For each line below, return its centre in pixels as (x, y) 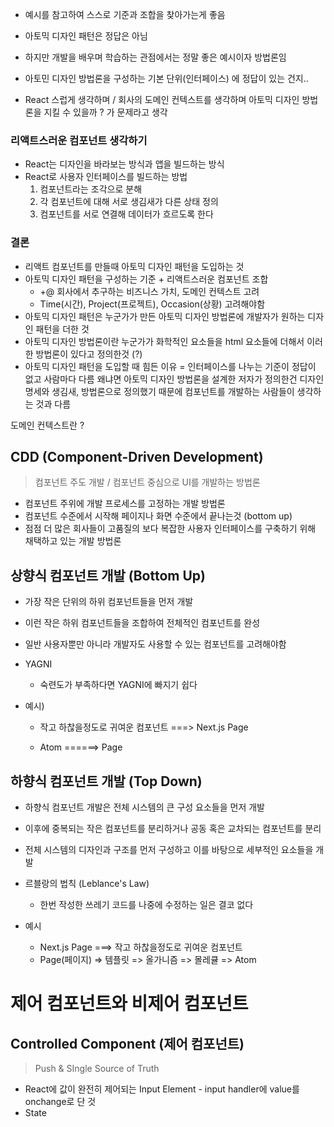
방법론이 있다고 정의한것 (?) (89, 354)
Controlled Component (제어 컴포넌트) (127, 1043)
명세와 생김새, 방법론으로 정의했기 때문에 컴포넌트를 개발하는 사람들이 (159, 391)
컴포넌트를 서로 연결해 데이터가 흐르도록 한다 (126, 214)
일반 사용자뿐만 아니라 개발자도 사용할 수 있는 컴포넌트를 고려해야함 (155, 644)
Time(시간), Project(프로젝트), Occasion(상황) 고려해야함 (152, 304)
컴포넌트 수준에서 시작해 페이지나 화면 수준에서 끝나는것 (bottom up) (158, 516)
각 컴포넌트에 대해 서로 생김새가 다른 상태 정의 (129, 202)
